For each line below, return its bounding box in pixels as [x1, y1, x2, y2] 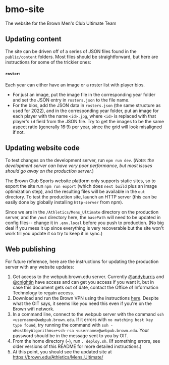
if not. [12, 129, 25, 135]
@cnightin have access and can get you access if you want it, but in [12, 279, 154, 285]
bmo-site [5, 4, 44, 15]
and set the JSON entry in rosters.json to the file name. [12, 97, 130, 103]
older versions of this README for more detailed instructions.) [12, 343, 142, 349]
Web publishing [5, 245, 56, 253]
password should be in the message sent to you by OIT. [12, 332, 129, 339]
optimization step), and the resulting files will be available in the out [5, 188, 145, 194]
